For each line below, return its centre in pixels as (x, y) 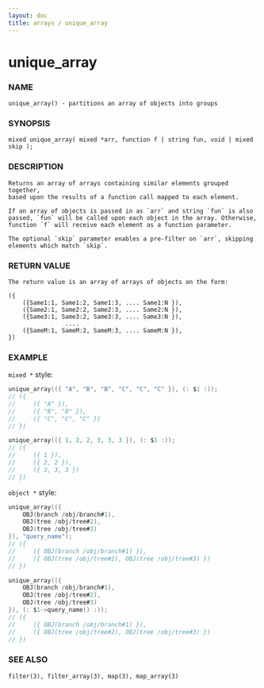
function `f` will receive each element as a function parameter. (120, 225)
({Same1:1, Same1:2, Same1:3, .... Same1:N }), (102, 302)
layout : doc (28, 15)
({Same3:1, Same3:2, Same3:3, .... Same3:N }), (102, 317)
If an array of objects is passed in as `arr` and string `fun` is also (131, 211)
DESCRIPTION (36, 167)
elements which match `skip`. (58, 246)
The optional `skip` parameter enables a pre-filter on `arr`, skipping (131, 239)
